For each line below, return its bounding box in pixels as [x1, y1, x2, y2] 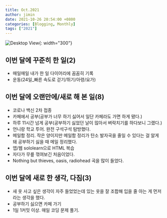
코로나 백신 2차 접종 [12, 107, 52, 113]
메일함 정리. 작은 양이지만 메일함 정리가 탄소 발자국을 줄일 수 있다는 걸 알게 [12, 132, 159, 138]
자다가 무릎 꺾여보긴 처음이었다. [12, 151, 75, 157]
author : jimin [5, 12, 35, 17]
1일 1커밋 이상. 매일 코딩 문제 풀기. [12, 207, 80, 213]
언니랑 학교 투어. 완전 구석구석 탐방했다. [12, 126, 91, 132]
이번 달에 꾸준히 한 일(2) [5, 56, 76, 65]
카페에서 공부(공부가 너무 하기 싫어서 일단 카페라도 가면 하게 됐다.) [12, 113, 143, 119]
